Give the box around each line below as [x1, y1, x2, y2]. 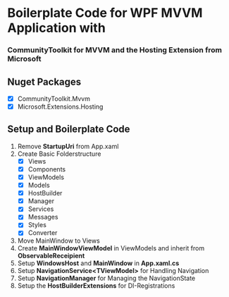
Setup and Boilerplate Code [7, 123, 130, 135]
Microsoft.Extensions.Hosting [17, 102, 104, 111]
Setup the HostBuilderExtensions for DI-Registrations [17, 281, 175, 290]
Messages [27, 213, 58, 222]
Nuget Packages [7, 75, 82, 87]
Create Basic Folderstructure [17, 150, 101, 158]
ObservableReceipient [17, 252, 85, 260]
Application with [7, 20, 106, 36]
